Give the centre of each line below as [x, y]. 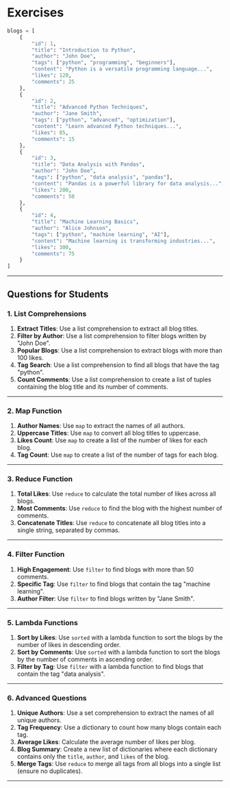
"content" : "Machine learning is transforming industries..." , [124, 241]
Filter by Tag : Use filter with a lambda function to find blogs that [110, 667]
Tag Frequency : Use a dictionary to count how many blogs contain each [119, 728]
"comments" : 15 [53, 139]
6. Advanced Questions [47, 698]
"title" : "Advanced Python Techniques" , [90, 107]
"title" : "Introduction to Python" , [84, 50]
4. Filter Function [36, 555]
